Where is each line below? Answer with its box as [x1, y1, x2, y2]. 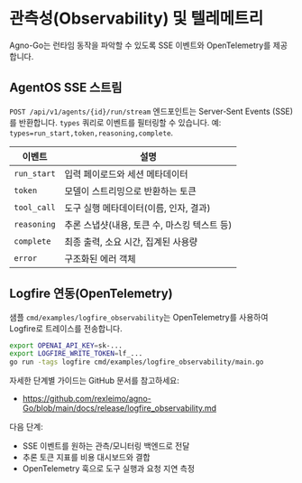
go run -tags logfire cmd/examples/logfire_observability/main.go [9, 358, 264, 367]
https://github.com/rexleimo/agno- [22, 394, 151, 404]
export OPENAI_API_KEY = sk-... [9, 340, 124, 350]
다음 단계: [9, 422, 43, 432]
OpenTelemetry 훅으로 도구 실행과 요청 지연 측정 [22, 463, 196, 474]
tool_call [14, 202, 56, 212]
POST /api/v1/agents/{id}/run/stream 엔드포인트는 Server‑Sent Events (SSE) [9, 106, 294, 116]
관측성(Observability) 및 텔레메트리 [9, 8, 264, 29]
